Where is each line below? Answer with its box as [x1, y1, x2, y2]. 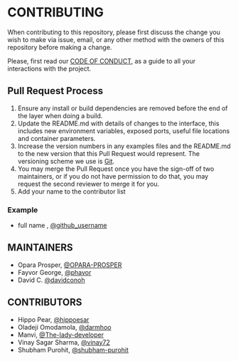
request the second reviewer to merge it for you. [17, 179, 160, 188]
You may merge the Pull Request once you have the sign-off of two [17, 164, 215, 173]
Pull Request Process [7, 85, 104, 97]
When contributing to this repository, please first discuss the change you [7, 28, 220, 36]
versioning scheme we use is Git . [17, 157, 115, 165]
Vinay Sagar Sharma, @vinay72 [17, 338, 110, 346]
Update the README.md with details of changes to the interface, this [17, 119, 220, 127]
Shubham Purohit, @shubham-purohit [17, 345, 129, 354]
